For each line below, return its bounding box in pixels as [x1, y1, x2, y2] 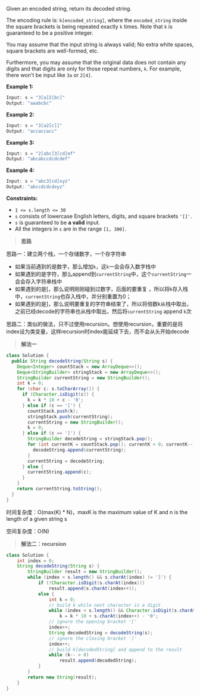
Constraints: [6, 195, 38, 202]
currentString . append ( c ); [27, 469, 92, 475]
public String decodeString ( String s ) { [11, 358, 113, 364]
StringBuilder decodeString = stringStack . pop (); [27, 436, 153, 442]
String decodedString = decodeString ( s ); [48, 630, 153, 635]
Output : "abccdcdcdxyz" [6, 184, 65, 190]
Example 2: [6, 110, 35, 118]
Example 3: [6, 139, 35, 146]
